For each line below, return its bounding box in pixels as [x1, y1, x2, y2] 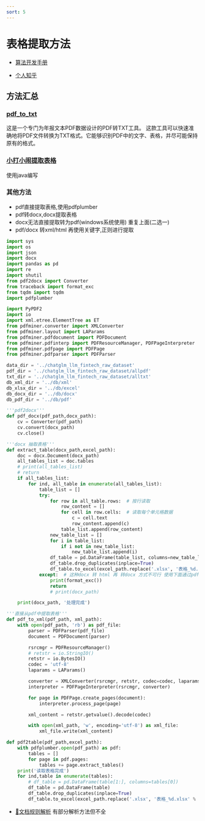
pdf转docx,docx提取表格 [15, 211, 77, 218]
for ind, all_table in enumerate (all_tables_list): [28, 480, 163, 487]
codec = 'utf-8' [28, 662, 70, 668]
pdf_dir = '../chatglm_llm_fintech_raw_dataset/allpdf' [6, 368, 151, 374]
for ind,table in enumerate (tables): [17, 773, 113, 779]
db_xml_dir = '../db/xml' [6, 379, 72, 385]
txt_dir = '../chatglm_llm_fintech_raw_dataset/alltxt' [6, 374, 151, 380]
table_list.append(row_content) [60, 526, 143, 532]
